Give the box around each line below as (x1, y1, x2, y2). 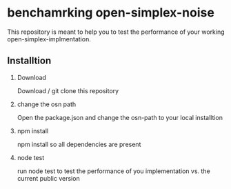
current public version (17, 174, 81, 182)
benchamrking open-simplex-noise (7, 5, 215, 21)
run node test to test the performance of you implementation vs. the (17, 167, 210, 175)
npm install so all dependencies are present (17, 140, 141, 148)
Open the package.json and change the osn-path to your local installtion (17, 113, 223, 121)
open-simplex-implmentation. (7, 34, 91, 43)
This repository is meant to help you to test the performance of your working (7, 28, 225, 36)
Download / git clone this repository (17, 86, 119, 94)
